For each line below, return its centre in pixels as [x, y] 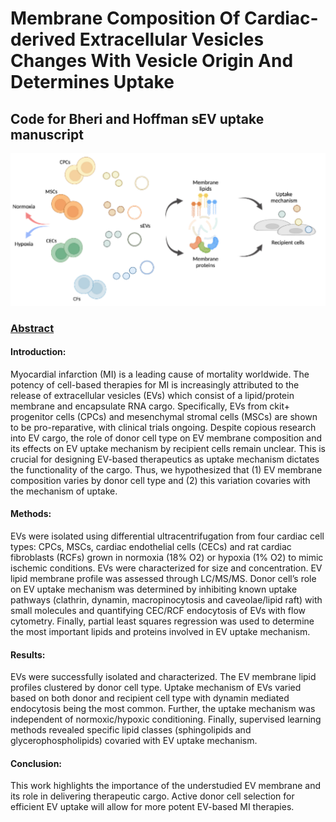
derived [43, 39]
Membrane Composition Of [125, 18]
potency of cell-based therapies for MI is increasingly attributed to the [155, 384]
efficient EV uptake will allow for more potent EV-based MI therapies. [152, 807]
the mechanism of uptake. [64, 491]
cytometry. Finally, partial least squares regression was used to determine [162, 621]
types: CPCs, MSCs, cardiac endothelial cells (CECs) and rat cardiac [151, 546]
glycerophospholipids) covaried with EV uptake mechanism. [134, 741]
